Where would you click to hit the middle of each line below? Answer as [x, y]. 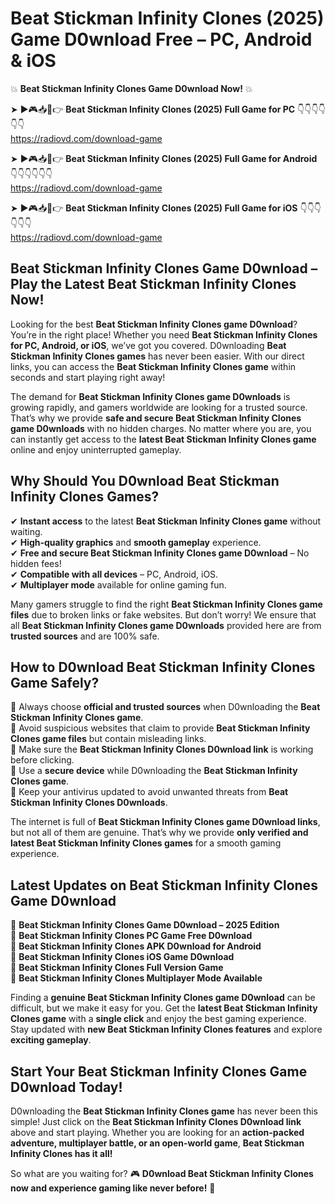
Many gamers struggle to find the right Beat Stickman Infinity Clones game [166, 604]
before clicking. [42, 760]
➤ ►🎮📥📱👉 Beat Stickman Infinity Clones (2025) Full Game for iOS [154, 208]
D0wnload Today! [66, 1087]
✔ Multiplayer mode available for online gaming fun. [118, 584]
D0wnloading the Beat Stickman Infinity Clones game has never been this [164, 1111]
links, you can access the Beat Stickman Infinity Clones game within [153, 366]
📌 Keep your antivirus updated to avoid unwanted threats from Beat [149, 792]
